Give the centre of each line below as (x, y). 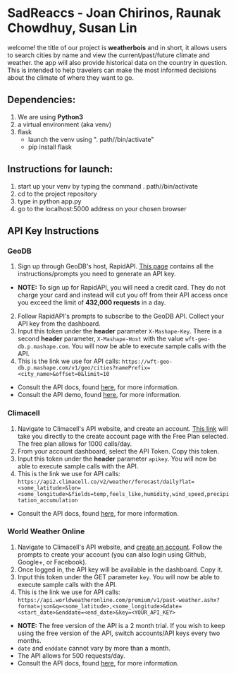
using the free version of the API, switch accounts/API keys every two (119, 633)
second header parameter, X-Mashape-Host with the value (101, 339)
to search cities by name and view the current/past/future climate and (108, 55)
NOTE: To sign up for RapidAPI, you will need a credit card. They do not (122, 288)
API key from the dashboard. (59, 324)
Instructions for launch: (60, 169)
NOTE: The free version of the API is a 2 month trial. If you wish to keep (121, 625)
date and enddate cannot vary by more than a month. (94, 648)
